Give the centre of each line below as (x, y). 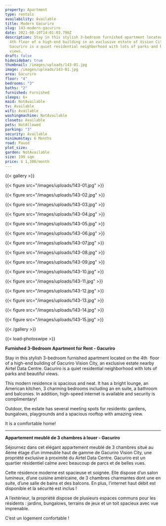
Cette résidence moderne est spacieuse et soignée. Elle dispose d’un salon (82, 473)
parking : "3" (19, 129)
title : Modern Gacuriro (30, 24)
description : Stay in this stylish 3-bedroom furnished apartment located (84, 38)
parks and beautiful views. (32, 374)
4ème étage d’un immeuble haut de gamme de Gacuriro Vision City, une (79, 452)
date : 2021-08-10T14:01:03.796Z (38, 33)
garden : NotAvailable (27, 152)
